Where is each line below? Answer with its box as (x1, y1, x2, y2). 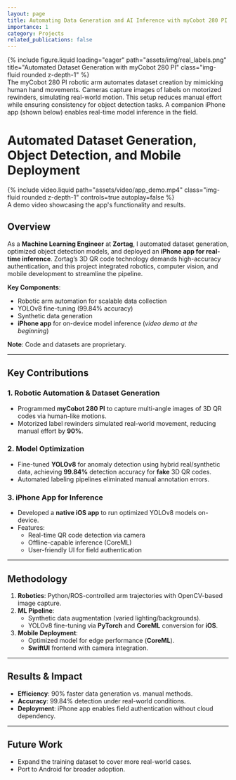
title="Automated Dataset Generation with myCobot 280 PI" (7, 63, 179, 72)
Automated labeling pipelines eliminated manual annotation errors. (17, 475, 209, 483)
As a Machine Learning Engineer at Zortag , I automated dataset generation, (7, 240, 230, 248)
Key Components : (7, 282, 61, 292)
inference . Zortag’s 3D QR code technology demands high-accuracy (22, 254, 221, 263)
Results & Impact (7, 670, 83, 682)
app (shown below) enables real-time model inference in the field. (7, 108, 198, 117)
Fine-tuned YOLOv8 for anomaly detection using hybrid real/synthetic (17, 460, 221, 468)
